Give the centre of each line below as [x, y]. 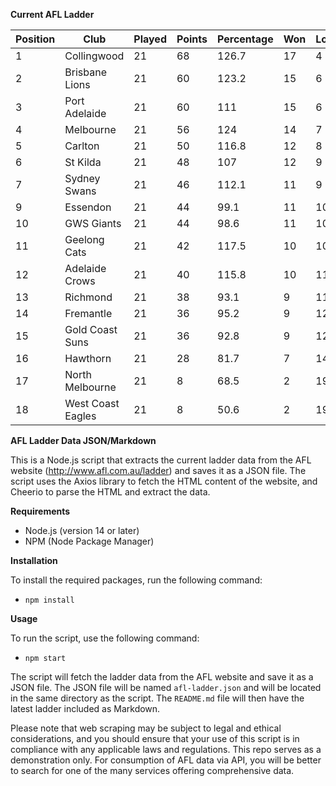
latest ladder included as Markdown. [85, 708]
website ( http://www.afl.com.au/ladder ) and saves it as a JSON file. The [158, 470]
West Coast [92, 403]
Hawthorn [88, 358]
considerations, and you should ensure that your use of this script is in [155, 738]
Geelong [84, 239]
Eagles [80, 416]
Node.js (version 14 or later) [82, 530]
